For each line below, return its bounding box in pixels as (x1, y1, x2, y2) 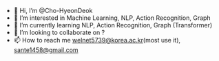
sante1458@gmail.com (13, 46, 79, 54)
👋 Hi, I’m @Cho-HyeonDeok (13, 7, 93, 14)
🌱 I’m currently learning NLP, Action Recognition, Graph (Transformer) (13, 21, 213, 29)
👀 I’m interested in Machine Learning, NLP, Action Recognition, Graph (13, 14, 211, 22)
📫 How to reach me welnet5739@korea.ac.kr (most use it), (13, 36, 181, 44)
